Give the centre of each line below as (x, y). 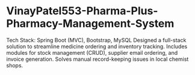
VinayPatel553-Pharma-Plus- (82, 11)
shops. (15, 65)
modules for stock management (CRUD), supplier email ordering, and (92, 52)
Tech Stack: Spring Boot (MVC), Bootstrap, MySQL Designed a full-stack (96, 40)
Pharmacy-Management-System (90, 24)
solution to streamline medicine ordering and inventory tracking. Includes (97, 46)
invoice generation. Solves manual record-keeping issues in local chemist (97, 59)
